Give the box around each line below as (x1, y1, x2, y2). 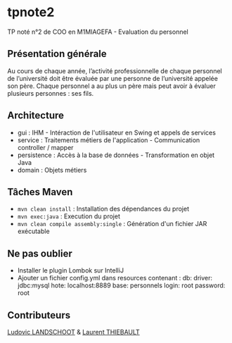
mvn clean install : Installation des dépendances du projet (17, 205, 190, 213)
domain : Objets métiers (17, 166, 87, 174)
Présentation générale (7, 48, 107, 60)
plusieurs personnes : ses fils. (7, 89, 94, 97)
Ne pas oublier (7, 247, 72, 259)
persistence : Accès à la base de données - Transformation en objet (17, 151, 215, 159)
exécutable (17, 227, 51, 236)
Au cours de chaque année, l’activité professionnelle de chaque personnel (7, 66, 223, 75)
